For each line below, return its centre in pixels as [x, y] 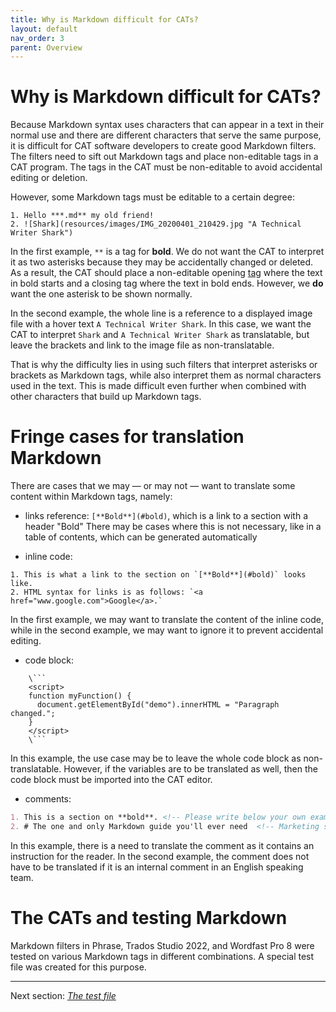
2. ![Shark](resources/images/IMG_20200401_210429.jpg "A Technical [156, 224]
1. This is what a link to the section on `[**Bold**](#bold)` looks [158, 575]
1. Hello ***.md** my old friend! [82, 216]
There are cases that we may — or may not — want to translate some [153, 486]
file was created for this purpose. [78, 967]
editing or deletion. [49, 178]
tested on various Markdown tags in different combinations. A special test [162, 956]
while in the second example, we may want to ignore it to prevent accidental [167, 630]
